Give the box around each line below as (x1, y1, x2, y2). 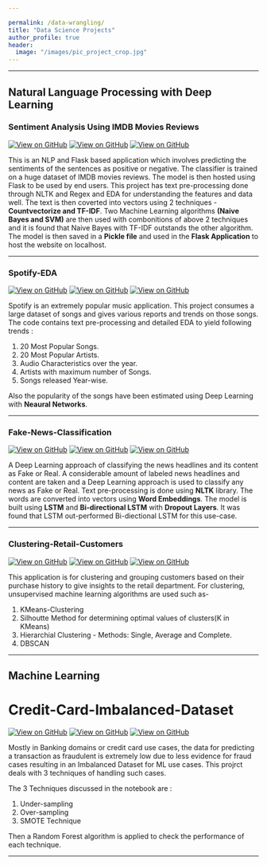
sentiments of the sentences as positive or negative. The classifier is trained (8, 163, 258, 173)
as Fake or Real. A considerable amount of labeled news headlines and (8, 469, 240, 478)
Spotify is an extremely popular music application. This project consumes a (8, 301, 254, 311)
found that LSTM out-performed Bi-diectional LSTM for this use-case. (8, 511, 238, 521)
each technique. (8, 840, 61, 850)
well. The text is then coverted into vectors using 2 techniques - (8, 197, 217, 207)
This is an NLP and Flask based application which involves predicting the (8, 155, 247, 164)
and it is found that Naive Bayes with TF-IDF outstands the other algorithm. (8, 222, 253, 232)
